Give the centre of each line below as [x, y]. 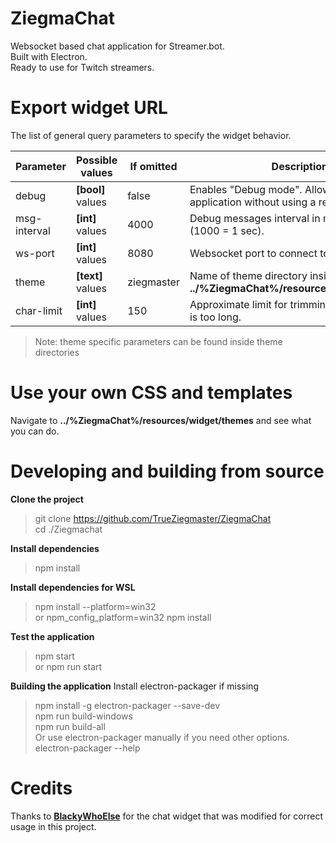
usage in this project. [53, 826]
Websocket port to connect [253, 253]
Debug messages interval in [255, 218]
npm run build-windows [83, 716]
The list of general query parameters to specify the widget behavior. [151, 135]
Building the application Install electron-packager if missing [134, 686]
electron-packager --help [87, 748]
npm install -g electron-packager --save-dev [127, 705]
